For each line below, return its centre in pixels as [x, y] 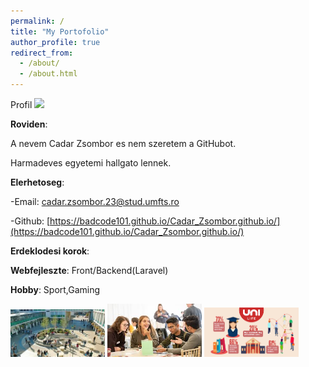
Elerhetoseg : [37, 182]
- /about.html [48, 74]
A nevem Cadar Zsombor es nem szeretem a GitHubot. [123, 143]
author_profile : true [55, 42]
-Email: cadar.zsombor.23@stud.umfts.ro [95, 201]
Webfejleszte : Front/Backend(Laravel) [89, 270]
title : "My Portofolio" [60, 31]
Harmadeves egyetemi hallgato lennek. [91, 163]
